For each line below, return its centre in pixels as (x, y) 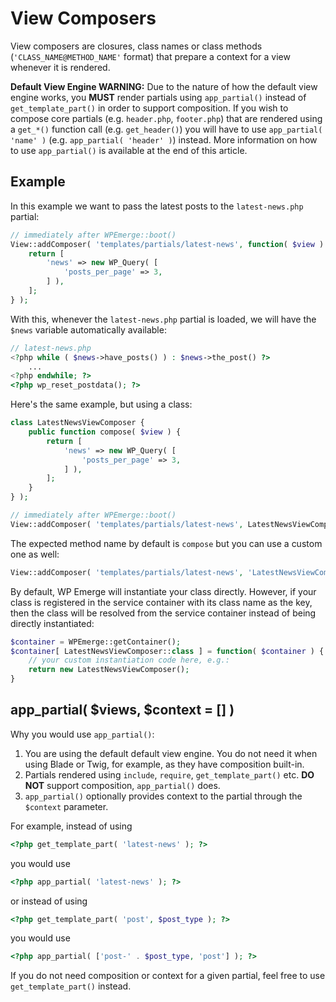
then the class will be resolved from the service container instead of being (163, 613)
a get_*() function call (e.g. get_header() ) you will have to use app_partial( (166, 129)
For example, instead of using (71, 826)
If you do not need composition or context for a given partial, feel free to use (168, 976)
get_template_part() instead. (71, 986)
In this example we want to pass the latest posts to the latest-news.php (157, 206)
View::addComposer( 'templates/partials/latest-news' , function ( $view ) (167, 244)
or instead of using (49, 901)
